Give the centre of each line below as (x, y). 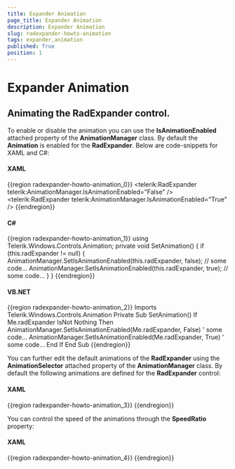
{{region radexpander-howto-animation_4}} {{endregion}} (91, 458)
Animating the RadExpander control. (89, 113)
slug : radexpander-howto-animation (59, 33)
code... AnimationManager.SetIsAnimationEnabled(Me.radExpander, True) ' (116, 337)
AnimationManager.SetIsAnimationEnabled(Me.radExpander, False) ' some (115, 330)
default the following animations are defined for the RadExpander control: (114, 374)
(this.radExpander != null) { (46, 253)
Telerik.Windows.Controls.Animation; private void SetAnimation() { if (106, 246)
